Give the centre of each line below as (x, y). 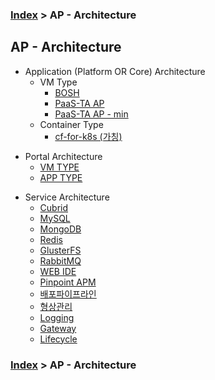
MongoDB (60, 229)
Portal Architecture (63, 156)
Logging (57, 317)
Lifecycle (58, 339)
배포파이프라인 (68, 294)
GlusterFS (60, 250)
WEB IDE (58, 271)
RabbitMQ (60, 260)
